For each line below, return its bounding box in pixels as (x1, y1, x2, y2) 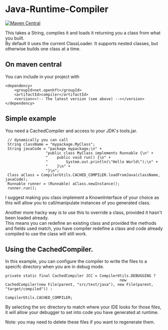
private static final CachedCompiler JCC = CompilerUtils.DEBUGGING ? (5, 273, 156, 278)
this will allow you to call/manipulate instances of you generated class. (5, 199, 151, 206)
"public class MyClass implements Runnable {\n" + (45, 150, 154, 156)
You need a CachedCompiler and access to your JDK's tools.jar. (5, 128, 138, 134)
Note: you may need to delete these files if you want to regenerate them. (5, 319, 155, 325)
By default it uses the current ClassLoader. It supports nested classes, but (5, 40, 158, 46)
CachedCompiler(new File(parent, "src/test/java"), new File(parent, (5, 282, 154, 287)
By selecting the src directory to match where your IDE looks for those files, (5, 304, 161, 310)
